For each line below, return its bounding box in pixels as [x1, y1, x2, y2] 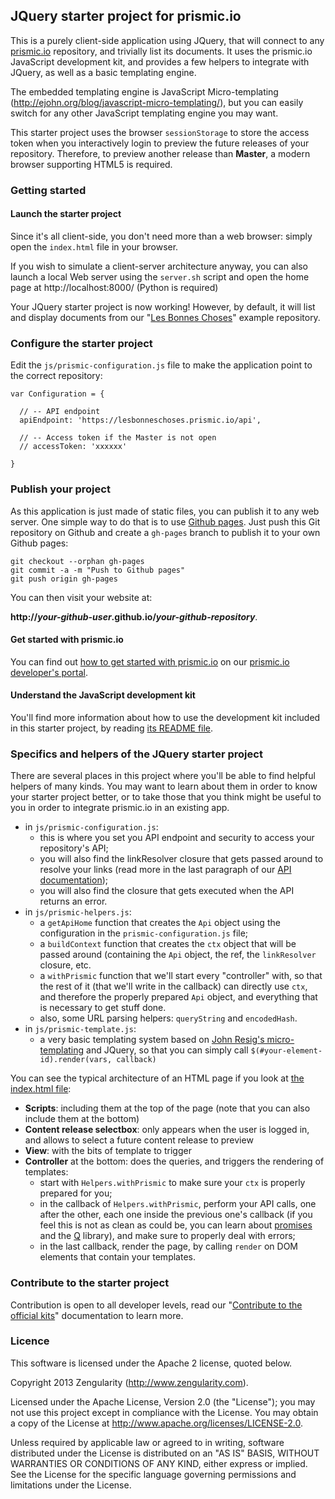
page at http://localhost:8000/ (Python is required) [10, 281, 219, 293]
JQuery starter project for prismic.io [10, 8, 242, 25]
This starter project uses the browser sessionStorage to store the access [10, 126, 310, 138]
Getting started [10, 183, 87, 197]
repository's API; [39, 842, 109, 854]
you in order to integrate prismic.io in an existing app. [10, 802, 230, 814]
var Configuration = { [10, 389, 105, 399]
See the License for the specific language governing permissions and [10, 1468, 297, 1480]
